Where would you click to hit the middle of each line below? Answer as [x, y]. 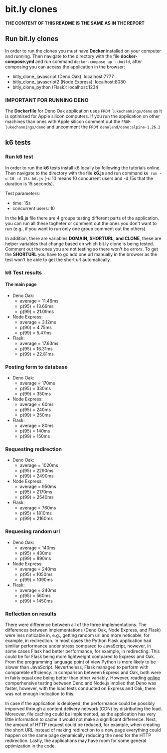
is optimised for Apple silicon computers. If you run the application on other [83, 116]
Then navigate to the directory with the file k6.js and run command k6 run [81, 173]
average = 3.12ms [38, 322]
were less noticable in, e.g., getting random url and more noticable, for [78, 635]
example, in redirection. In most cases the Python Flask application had [78, 640]
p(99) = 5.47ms [36, 332]
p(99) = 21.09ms [37, 311]
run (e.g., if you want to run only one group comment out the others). [76, 228]
